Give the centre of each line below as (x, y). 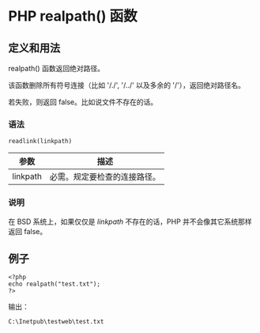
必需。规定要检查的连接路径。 (105, 177)
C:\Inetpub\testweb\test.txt (56, 322)
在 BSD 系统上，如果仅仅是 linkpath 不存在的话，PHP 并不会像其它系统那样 (130, 221)
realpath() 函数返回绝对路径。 (57, 68)
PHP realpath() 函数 (73, 16)
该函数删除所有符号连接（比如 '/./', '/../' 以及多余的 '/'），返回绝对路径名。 (127, 85)
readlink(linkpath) (40, 142)
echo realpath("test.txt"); (55, 284)
